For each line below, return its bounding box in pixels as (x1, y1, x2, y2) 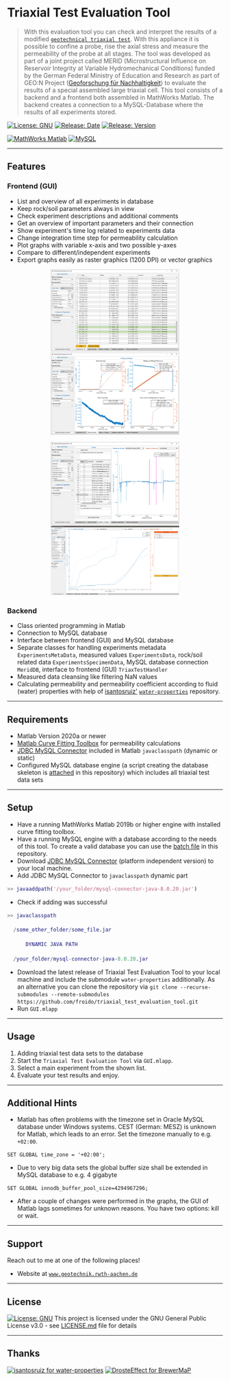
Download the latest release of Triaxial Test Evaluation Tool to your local (16, 967, 220, 976)
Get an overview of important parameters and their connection (16, 218, 194, 227)
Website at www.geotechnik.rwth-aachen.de (16, 1270, 138, 1278)
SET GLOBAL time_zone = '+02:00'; (7, 1152, 106, 1158)
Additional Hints (7, 1097, 77, 1109)
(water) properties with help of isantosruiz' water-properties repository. (16, 687, 220, 695)
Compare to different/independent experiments (16, 248, 151, 256)
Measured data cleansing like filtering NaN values (16, 673, 157, 681)
